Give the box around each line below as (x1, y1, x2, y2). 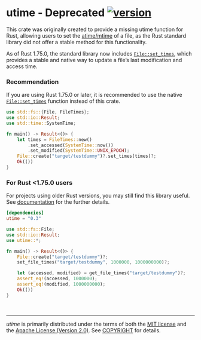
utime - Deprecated (6, 6, 105, 20)
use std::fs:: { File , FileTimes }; (6, 109, 90, 115)
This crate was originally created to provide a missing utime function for (6, 26, 184, 33)
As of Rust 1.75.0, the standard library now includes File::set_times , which (6, 50, 192, 57)
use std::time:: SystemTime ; (6, 120, 77, 126)
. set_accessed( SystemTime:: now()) (28, 142, 114, 148)
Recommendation (6, 78, 59, 86)
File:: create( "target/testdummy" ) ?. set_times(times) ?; (17, 153, 157, 160)
